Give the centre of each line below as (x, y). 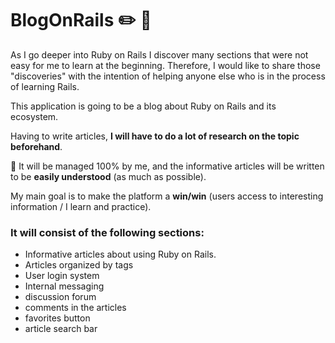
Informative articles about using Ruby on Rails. (120, 254)
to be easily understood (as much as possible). (108, 176)
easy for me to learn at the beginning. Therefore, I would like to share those (165, 65)
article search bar (61, 329)
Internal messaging (64, 286)
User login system (62, 276)
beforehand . (36, 146)
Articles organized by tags (79, 265)
